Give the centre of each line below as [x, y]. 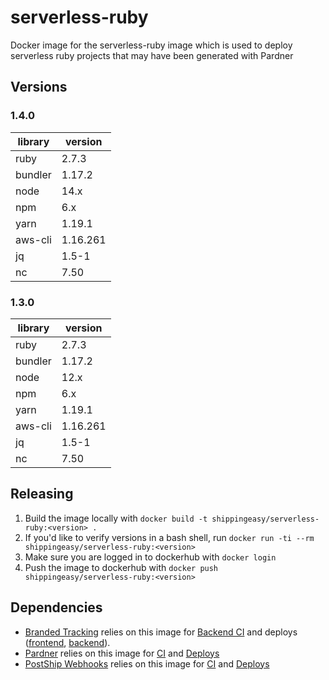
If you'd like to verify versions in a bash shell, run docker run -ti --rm [169, 537]
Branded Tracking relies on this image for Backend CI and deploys [161, 632]
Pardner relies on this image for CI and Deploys [122, 653]
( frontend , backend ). [67, 642]
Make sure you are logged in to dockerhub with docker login [150, 557]
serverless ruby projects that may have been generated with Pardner [152, 55]
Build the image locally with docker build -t [116, 518]
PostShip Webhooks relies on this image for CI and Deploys [147, 663]
